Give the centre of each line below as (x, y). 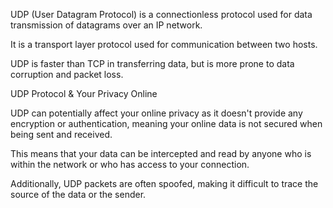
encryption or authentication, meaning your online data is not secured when (166, 123)
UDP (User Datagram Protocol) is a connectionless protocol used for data (161, 14)
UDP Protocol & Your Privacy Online (84, 93)
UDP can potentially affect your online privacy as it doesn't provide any (156, 113)
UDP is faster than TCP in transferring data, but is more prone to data (152, 63)
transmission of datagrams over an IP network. (106, 25)
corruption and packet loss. (67, 74)
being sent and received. (61, 134)
